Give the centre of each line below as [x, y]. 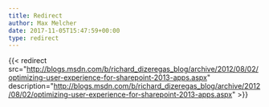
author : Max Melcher [43, 23]
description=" [31, 86]
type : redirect [34, 38]
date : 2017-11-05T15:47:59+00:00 [64, 30]
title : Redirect [35, 16]
